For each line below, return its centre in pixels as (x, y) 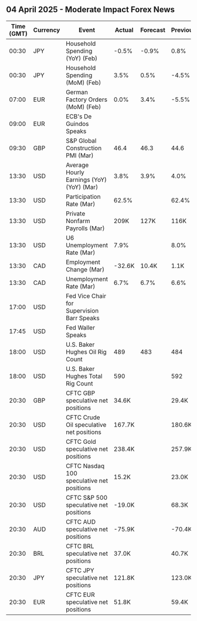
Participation (83, 197)
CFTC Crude (83, 417)
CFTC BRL (80, 546)
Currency (47, 30)
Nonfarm (78, 221)
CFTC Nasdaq (85, 466)
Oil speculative (86, 424)
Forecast (153, 30)
